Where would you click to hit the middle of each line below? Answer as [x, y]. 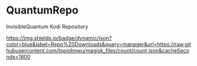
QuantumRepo [42, 10]
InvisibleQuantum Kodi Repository [47, 27]
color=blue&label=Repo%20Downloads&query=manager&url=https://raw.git [99, 44]
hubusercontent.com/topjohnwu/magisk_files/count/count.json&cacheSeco [98, 50]
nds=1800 [18, 57]
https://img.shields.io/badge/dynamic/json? [59, 38]
